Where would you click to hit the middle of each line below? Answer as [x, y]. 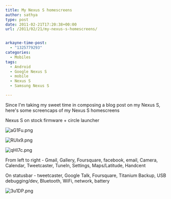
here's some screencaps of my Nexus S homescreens [62, 110]
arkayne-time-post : [26, 43]
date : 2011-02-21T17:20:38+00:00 [41, 24]
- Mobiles [20, 57]
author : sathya [22, 15]
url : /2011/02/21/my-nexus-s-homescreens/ [51, 29]
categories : [18, 52]
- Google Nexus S [28, 72]
